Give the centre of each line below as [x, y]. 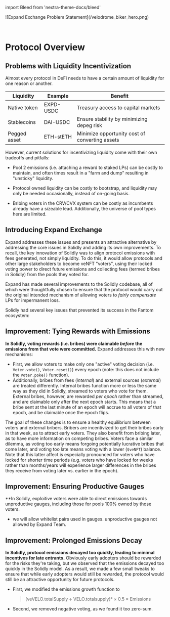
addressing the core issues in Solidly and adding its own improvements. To [83, 247]
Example [58, 96]
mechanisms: [19, 354]
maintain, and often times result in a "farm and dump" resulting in [80, 173]
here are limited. [30, 214]
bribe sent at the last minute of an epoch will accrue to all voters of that [87, 407]
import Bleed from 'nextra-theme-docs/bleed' [53, 7]
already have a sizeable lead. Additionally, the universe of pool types [84, 209]
